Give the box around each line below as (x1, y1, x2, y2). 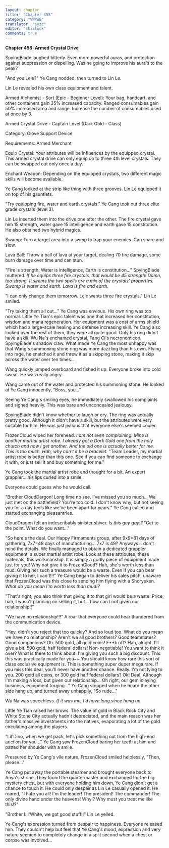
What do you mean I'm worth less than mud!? (5, 584, 100, 589)
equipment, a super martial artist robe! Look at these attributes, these (5, 551, 150, 557)
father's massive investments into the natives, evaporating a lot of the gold (5, 719, 160, 724)
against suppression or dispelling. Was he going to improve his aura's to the (5, 60, 163, 66)
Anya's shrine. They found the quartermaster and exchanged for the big (5, 775, 155, 780)
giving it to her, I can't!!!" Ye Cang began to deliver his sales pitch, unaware (5, 572, 161, 578)
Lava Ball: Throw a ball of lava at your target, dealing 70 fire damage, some (5, 252, 161, 258)
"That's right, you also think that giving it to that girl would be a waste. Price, (5, 593, 164, 599)
